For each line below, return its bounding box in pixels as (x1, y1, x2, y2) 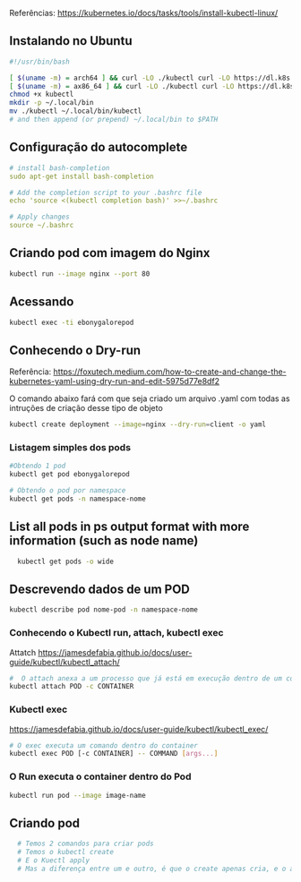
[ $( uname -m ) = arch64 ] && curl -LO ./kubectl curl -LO (9, 73, 230, 82)
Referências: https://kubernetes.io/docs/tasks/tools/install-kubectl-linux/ (9, 8, 279, 18)
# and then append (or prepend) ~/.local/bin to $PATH (9, 116, 219, 124)
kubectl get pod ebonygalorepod (9, 470, 130, 479)
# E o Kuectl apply (17, 856, 90, 865)
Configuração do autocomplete (9, 140, 188, 155)
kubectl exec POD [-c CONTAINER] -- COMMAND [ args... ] (9, 749, 219, 758)
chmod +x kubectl (9, 90, 74, 99)
